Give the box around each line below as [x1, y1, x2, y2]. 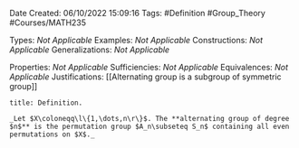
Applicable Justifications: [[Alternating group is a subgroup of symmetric [9, 71, 283, 82]
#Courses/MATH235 [9, 17, 87, 28]
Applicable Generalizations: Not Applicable [9, 44, 170, 55]
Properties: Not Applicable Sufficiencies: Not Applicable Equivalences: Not [9, 62, 288, 72]
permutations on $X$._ [9, 130, 95, 139]
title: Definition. [9, 98, 83, 107]
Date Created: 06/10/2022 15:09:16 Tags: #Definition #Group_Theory [9, 8, 265, 18]
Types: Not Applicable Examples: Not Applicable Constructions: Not [9, 35, 264, 45]
